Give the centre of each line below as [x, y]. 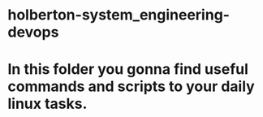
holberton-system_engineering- [119, 15]
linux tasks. [47, 104]
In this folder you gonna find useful [128, 69]
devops [33, 32]
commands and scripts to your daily [131, 87]
